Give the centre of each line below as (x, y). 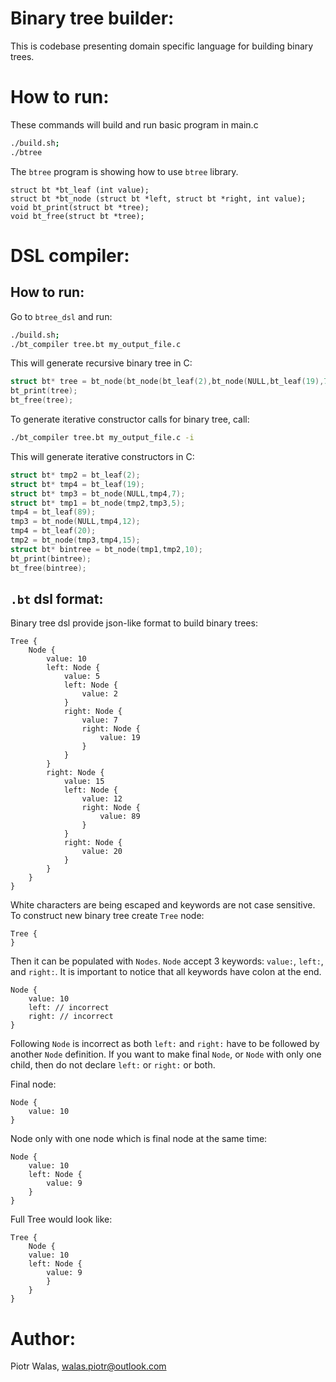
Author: (43, 1338)
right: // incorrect (71, 1017)
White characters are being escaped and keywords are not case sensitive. (163, 905)
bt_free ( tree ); (42, 400)
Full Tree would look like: (61, 1219)
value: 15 (84, 782)
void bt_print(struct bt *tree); (80, 207)
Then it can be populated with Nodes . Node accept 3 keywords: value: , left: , (167, 961)
